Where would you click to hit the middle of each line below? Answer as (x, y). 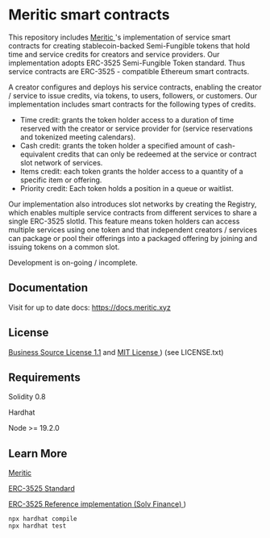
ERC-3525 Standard (42, 489)
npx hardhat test (37, 526)
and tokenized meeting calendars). (78, 137)
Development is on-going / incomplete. (73, 262)
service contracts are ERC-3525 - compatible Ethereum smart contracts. (129, 71)
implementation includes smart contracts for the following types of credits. (132, 104)
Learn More (38, 453)
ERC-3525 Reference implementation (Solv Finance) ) (98, 504)
